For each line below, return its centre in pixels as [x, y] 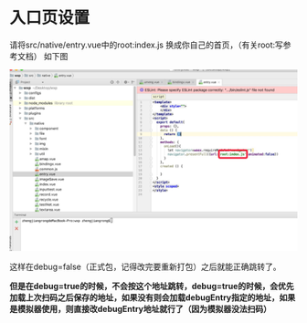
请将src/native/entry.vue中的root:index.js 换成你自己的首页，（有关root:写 [146, 45]
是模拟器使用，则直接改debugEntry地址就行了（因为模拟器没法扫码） [141, 308]
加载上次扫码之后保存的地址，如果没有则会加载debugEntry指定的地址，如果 [153, 297]
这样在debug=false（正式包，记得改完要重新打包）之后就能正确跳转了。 [145, 266]
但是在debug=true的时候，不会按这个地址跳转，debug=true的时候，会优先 [152, 286]
